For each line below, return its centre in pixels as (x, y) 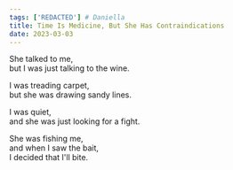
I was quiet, (30, 112)
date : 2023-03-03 (41, 34)
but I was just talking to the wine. (70, 68)
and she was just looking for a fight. (75, 121)
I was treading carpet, (49, 86)
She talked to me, (41, 59)
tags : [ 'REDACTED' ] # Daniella (67, 17)
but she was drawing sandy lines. (70, 95)
